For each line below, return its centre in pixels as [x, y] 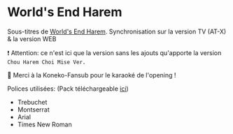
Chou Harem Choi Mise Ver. [47, 62]
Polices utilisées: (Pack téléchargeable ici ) [68, 89]
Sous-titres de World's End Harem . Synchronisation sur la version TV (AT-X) [117, 31]
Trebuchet [32, 102]
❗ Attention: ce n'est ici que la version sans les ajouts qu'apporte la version [114, 52]
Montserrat [34, 110]
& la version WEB [32, 38]
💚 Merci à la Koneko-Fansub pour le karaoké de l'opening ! [92, 75]
